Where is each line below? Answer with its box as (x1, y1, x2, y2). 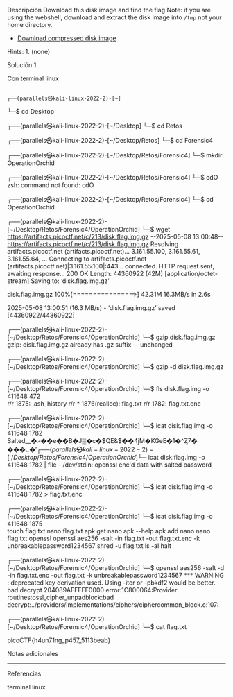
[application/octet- (164, 270, 218, 277)
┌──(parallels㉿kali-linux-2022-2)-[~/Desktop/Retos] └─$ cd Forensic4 (7, 137, 214, 144)
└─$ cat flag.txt (141, 623, 187, 630)
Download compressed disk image (17, 34, 116, 42)
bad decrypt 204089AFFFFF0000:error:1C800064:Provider (7, 586, 178, 594)
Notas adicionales (7, 650, 59, 657)
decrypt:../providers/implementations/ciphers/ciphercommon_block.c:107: (7, 601, 219, 609)
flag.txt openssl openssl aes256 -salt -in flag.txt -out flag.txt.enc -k (7, 534, 200, 542)
